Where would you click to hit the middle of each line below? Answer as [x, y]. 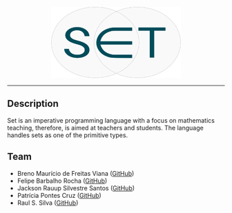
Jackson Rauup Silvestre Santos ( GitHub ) [76, 188]
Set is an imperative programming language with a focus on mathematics [111, 120]
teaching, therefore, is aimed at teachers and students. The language [105, 128]
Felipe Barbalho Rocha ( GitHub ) [62, 181]
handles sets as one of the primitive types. [68, 135]
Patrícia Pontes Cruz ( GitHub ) [59, 195]
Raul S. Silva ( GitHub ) [48, 203]
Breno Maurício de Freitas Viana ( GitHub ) [76, 173]
